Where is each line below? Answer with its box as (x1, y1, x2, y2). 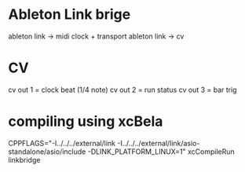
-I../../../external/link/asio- (117, 138, 200, 148)
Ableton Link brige (8, 5, 131, 24)
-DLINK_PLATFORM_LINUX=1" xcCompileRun (87, 147, 236, 156)
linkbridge (8, 155, 41, 164)
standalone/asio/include (8, 147, 86, 156)
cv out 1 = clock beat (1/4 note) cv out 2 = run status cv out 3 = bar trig (8, 85, 237, 94)
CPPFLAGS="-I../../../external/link (8, 138, 116, 148)
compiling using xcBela (8, 112, 163, 130)
